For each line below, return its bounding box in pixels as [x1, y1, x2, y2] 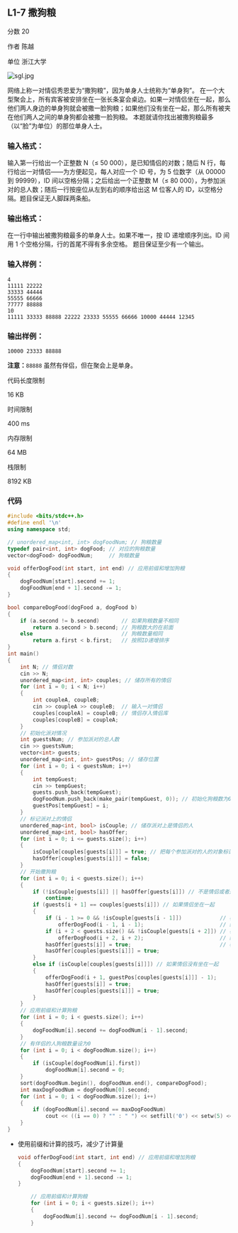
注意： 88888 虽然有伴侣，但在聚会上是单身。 [7, 361, 137, 370]
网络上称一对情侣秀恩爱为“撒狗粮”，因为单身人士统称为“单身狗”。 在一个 [7, 86, 219, 95]
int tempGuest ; [33, 775, 78, 783]
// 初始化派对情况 [20, 729, 67, 737]
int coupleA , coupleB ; [33, 696, 100, 704]
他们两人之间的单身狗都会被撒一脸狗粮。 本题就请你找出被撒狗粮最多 [13, 112, 214, 121]
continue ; [45, 895, 74, 902]
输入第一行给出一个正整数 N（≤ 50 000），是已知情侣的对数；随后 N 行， [7, 158, 220, 167]
